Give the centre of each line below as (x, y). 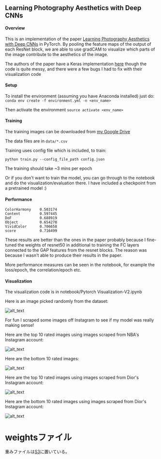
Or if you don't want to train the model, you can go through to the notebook (80, 178)
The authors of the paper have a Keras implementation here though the (76, 64)
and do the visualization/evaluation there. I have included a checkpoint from (80, 183)
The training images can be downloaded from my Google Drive (68, 132)
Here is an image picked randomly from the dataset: (57, 301)
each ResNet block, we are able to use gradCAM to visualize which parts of (80, 49)
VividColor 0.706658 (31, 227)
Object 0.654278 (31, 222)
